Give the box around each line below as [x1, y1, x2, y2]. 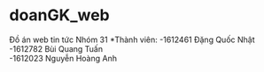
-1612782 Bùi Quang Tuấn [9, 43, 104, 54]
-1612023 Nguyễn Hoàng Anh [9, 53, 118, 63]
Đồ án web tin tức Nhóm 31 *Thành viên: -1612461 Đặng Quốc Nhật [9, 34, 255, 45]
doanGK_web [9, 5, 111, 25]
